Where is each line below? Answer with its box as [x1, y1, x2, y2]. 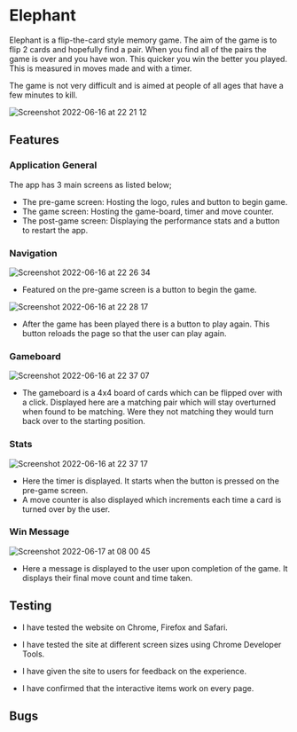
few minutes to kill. [9, 90, 78, 100]
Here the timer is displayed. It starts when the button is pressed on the [21, 476, 279, 486]
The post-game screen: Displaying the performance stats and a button [21, 215, 280, 226]
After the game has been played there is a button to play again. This [21, 319, 270, 329]
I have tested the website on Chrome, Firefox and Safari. [21, 622, 228, 633]
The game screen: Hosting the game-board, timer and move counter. [21, 206, 275, 216]
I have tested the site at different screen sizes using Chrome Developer [21, 639, 282, 649]
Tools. [21, 649, 45, 659]
